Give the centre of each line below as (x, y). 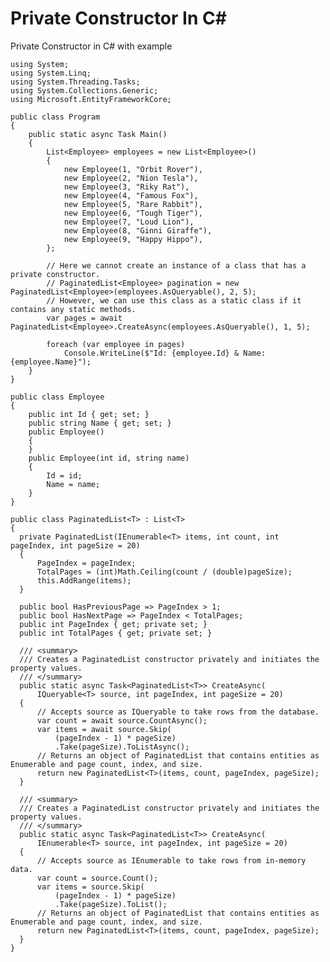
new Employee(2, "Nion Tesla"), (131, 178)
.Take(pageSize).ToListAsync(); (122, 747)
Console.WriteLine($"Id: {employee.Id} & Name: (165, 353)
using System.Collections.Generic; (84, 90)
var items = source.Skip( (90, 887)
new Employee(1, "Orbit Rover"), (133, 169)
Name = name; (73, 484)
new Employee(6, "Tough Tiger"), (133, 213)
